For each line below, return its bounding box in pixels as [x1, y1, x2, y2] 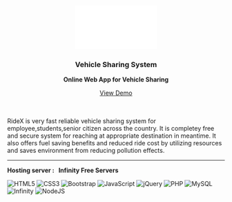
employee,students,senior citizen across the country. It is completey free [7, 125, 215, 133]
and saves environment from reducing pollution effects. [7, 147, 165, 155]
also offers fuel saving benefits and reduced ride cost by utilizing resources [7, 139, 222, 147]
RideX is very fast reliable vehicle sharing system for [7, 117, 157, 125]
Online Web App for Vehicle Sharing [63, 75, 169, 84]
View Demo [99, 89, 133, 98]
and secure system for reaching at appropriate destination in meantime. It [7, 131, 216, 140]
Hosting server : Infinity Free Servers [7, 166, 119, 174]
